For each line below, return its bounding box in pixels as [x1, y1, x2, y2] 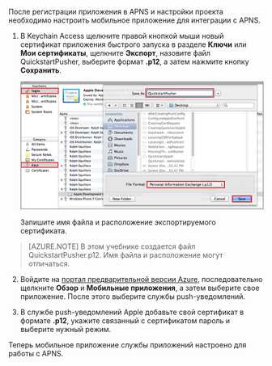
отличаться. [28, 259, 70, 268]
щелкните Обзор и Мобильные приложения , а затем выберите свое [19, 283, 261, 292]
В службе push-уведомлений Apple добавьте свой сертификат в [19, 307, 244, 317]
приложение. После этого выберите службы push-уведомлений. [19, 291, 245, 301]
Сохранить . [19, 65, 62, 75]
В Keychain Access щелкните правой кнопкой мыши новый [19, 32, 224, 40]
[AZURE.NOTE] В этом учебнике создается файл [28, 242, 196, 251]
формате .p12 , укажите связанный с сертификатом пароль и [19, 315, 231, 326]
